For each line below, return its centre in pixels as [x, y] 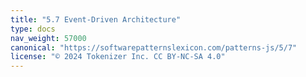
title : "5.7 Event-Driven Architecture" [96, 19]
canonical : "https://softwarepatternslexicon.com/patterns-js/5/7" [154, 47]
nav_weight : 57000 [48, 38]
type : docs [33, 29]
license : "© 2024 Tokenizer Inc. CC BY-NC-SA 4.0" [118, 57]
